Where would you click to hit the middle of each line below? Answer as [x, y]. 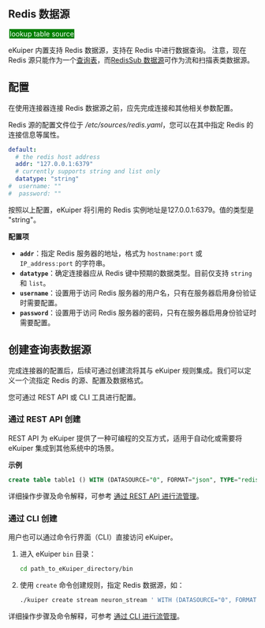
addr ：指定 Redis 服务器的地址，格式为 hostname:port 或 [111, 253]
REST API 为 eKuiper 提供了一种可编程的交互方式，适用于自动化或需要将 [125, 438]
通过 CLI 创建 [33, 518]
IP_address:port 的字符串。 [65, 263]
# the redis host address [58, 157]
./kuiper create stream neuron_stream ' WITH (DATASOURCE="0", [126, 600]
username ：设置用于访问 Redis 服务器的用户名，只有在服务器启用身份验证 [138, 293]
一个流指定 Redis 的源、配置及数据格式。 [81, 380]
